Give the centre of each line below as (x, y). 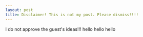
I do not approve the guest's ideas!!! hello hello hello (60, 29)
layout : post (19, 10)
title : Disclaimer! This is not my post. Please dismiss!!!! (72, 15)
